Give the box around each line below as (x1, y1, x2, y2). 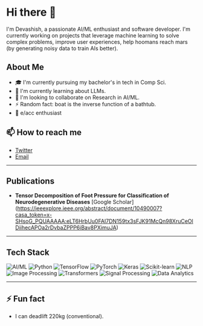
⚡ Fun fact (6, 293, 45, 304)
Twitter (14, 146, 33, 153)
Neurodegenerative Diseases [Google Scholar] (14, 199, 134, 206)
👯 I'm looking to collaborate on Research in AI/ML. (14, 94, 140, 101)
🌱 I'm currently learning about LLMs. (14, 87, 106, 94)
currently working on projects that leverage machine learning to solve (6, 31, 179, 39)
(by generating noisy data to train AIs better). (6, 45, 118, 52)
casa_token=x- (14, 211, 53, 219)
